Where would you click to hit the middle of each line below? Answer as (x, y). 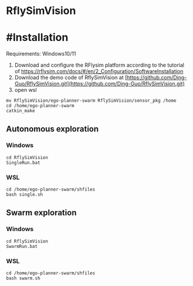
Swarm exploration (42, 213)
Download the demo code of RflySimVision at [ (71, 78)
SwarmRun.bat (22, 246)
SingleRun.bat (23, 163)
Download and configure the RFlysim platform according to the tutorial (99, 65)
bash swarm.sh (23, 278)
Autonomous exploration (52, 129)
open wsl (25, 90)
